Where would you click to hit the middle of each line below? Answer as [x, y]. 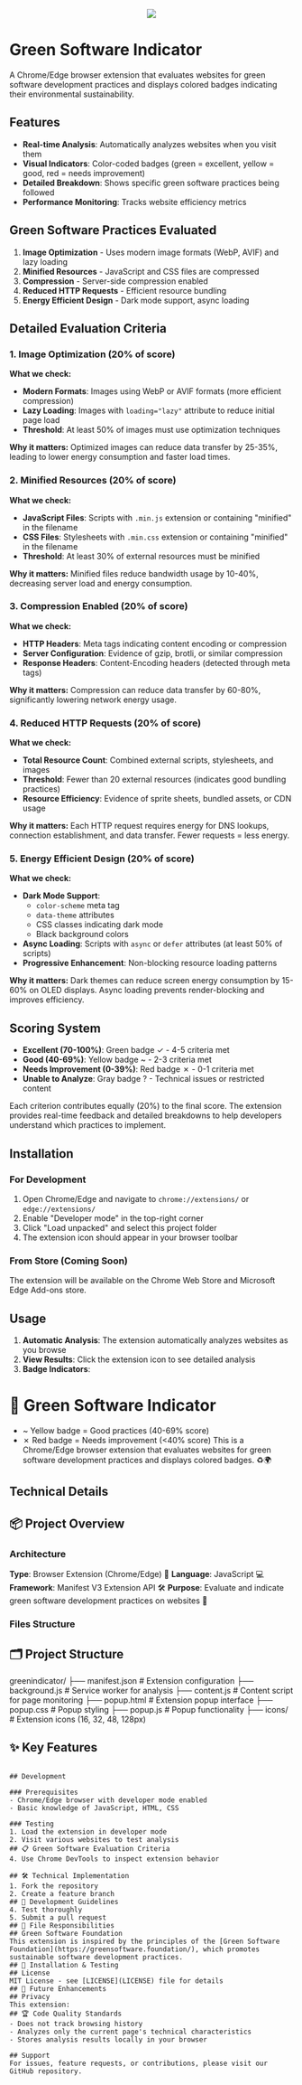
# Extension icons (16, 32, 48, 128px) [78, 1719]
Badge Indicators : [56, 1369]
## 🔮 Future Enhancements [58, 1988]
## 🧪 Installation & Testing [64, 1965]
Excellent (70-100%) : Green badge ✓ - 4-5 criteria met [126, 1050]
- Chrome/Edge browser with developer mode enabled [108, 1800]
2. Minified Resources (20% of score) [93, 481]
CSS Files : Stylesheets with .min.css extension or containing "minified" [155, 537]
